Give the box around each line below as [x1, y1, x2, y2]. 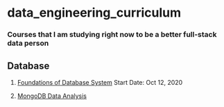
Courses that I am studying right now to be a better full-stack [7, 30, 217, 40]
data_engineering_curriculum [7, 5, 182, 21]
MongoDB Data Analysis [17, 92, 87, 100]
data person [7, 38, 49, 48]
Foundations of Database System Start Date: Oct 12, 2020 [17, 78, 183, 86]
